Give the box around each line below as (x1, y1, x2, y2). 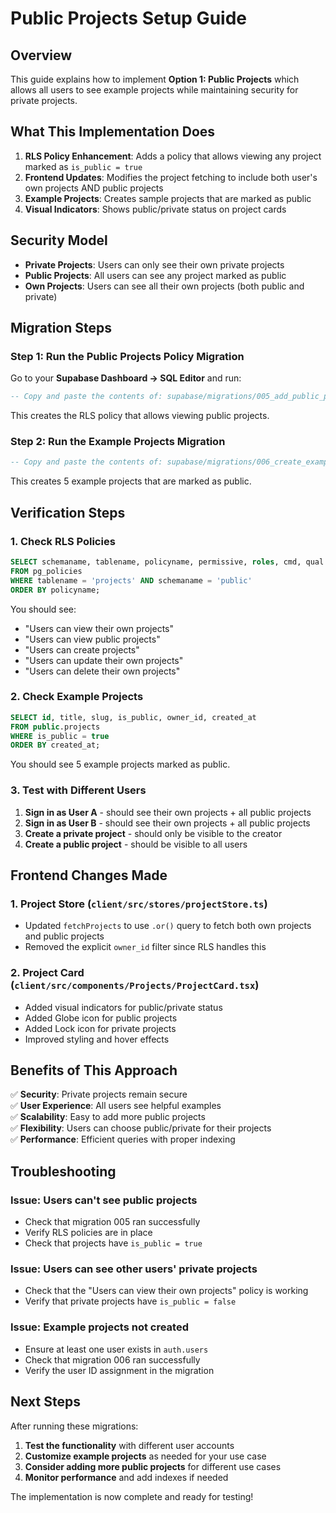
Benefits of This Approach (10, 1062, 178, 1079)
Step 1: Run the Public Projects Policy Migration (10, 349, 245, 363)
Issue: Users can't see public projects (10, 1193, 198, 1207)
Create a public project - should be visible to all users (24, 838, 248, 850)
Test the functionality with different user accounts (24, 1439, 235, 1451)
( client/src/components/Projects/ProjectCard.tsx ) (10, 978, 260, 992)
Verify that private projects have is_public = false (24, 1295, 237, 1307)
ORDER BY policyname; (10, 585, 101, 595)
